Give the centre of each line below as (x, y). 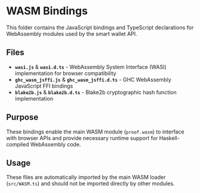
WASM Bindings (47, 11)
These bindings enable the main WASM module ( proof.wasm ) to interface (95, 132)
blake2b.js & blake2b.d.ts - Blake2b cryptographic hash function (96, 92)
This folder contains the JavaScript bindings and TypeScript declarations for (100, 27)
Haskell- (170, 138)
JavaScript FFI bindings (44, 86)
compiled (18, 144)
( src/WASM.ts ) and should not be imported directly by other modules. (90, 183)
